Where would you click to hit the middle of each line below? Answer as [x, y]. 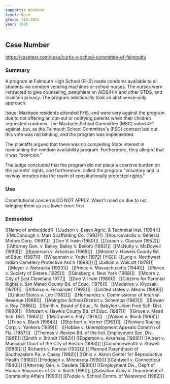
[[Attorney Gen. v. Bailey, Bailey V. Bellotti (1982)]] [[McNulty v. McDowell [84, 246]
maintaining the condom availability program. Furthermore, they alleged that [85, 150]
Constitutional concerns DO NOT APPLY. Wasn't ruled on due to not [76, 200]
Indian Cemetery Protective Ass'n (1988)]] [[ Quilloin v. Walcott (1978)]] [79, 262]
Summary [18, 70]
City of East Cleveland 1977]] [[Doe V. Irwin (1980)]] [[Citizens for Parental [85, 279]
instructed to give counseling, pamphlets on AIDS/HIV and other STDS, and [84, 92]
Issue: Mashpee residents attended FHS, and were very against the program [85, 113]
